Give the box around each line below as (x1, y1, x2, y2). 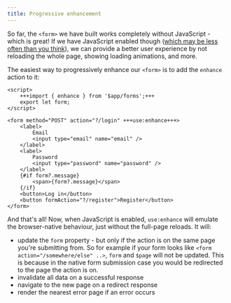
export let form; (20, 99, 71, 106)
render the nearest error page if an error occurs (17, 288, 155, 296)
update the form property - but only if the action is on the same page (17, 236, 216, 244)
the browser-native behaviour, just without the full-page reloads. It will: (7, 222, 212, 231)
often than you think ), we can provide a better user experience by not (7, 44, 208, 52)
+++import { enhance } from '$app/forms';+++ (20, 92, 155, 99)
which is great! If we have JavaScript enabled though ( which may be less (7, 36, 218, 45)
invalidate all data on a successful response (17, 273, 144, 281)
